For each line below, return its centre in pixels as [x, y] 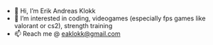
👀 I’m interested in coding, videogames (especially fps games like [110, 18]
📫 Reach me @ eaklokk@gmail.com [67, 34]
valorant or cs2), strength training [63, 26]
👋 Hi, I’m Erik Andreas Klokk [55, 11]
